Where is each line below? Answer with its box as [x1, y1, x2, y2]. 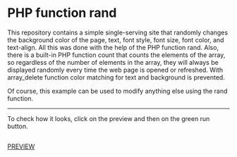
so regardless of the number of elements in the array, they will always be [7, 58, 219, 66]
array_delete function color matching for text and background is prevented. [7, 73, 226, 82]
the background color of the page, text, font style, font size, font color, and [7, 35, 224, 44]
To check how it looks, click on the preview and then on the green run [7, 114, 210, 123]
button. [7, 122, 28, 130]
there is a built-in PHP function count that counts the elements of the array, [7, 51, 226, 59]
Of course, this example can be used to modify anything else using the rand [7, 87, 228, 95]
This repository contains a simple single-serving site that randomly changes [7, 28, 228, 37]
